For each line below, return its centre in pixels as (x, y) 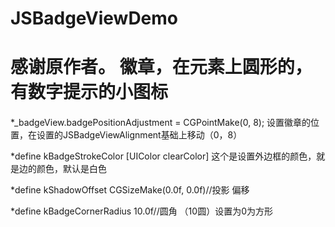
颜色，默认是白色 (71, 168)
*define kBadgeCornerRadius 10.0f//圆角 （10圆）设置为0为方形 (141, 211)
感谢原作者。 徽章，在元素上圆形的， (161, 67)
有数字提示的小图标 (89, 92)
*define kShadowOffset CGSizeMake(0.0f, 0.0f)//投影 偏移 (130, 189)
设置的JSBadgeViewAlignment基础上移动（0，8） (139, 134)
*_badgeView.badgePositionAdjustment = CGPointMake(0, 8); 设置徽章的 (161, 122)
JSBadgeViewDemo (94, 18)
